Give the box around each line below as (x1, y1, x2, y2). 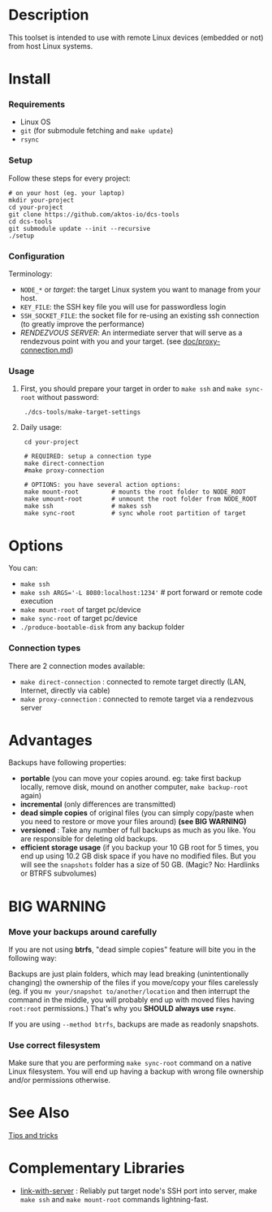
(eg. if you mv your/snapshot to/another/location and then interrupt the (8, 986, 250, 996)
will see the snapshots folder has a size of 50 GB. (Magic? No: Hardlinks (19, 860, 260, 870)
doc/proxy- (182, 337, 221, 346)
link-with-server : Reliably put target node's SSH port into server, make (19, 1186, 257, 1196)
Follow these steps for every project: (8, 173, 132, 183)
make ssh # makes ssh (24, 502, 152, 510)
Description (8, 6, 89, 24)
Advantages (8, 731, 93, 749)
